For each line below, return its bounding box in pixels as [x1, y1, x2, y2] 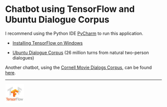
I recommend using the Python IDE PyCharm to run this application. [5, 30, 143, 36]
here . [5, 69, 16, 75]
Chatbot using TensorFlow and [5, 3, 135, 15]
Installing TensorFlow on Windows [12, 40, 83, 46]
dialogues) [12, 54, 34, 60]
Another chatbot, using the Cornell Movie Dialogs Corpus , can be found [5, 64, 152, 70]
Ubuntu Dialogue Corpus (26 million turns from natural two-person [12, 50, 149, 55]
